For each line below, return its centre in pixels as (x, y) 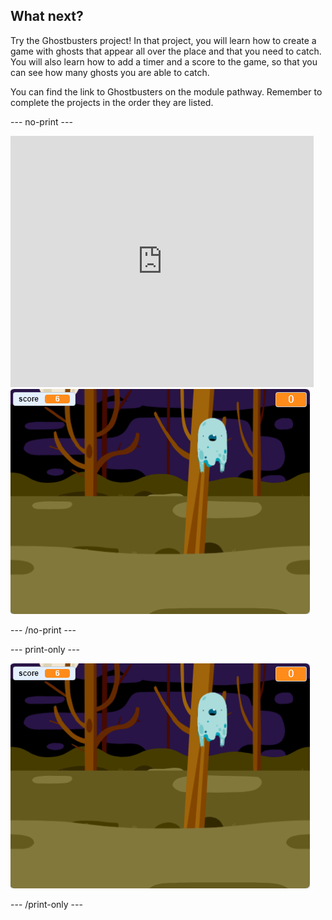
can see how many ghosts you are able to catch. (110, 72)
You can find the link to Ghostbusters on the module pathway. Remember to (166, 91)
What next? (47, 16)
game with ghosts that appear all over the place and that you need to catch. (166, 51)
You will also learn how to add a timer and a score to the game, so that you (164, 61)
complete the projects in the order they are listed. (112, 102)
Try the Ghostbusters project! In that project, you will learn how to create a (163, 40)
